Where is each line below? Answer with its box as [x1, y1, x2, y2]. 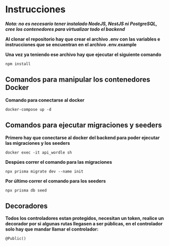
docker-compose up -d [5, 107, 52, 112]
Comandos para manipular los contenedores [5, 75, 151, 84]
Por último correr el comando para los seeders [5, 178, 106, 184]
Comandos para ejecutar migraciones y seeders [5, 121, 162, 129]
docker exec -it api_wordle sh [5, 150, 72, 155]
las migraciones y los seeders [5, 140, 70, 146]
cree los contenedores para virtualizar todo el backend [5, 26, 125, 32]
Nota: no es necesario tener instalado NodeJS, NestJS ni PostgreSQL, [5, 21, 158, 27]
